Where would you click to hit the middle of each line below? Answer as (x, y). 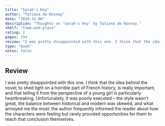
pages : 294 (16, 37)
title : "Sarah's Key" (27, 10)
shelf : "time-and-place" (30, 28)
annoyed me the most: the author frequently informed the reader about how (82, 109)
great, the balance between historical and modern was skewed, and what (79, 103)
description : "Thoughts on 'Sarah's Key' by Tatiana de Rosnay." (73, 23)
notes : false (18, 51)
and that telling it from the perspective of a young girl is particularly (73, 93)
